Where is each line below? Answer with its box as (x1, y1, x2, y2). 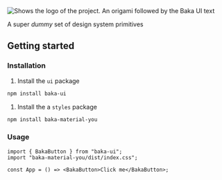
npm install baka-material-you (7, 116, 98, 123)
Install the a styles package (17, 102, 97, 111)
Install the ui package (17, 76, 80, 85)
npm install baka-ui (7, 90, 67, 97)
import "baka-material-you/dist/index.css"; (7, 154, 138, 161)
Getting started (7, 40, 75, 52)
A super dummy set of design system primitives (7, 20, 144, 28)
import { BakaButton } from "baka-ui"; (7, 148, 123, 155)
